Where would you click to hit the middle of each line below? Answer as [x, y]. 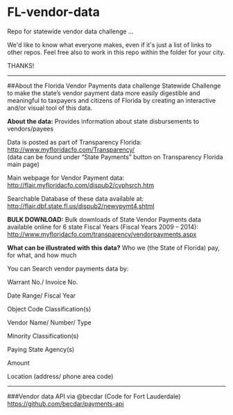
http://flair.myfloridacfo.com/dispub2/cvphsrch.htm [81, 185]
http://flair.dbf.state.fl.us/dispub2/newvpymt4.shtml [81, 206]
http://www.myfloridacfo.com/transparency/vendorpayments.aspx [102, 234]
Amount [18, 363]
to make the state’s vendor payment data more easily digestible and [104, 93]
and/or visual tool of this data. [50, 108]
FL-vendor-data [54, 12]
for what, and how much [42, 255]
